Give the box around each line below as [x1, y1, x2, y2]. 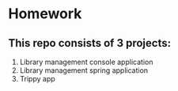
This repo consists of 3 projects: [8, 36, 172, 50]
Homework [8, 5, 82, 23]
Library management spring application [19, 66, 149, 75]
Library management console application [19, 57, 153, 66]
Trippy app [19, 74, 55, 83]
